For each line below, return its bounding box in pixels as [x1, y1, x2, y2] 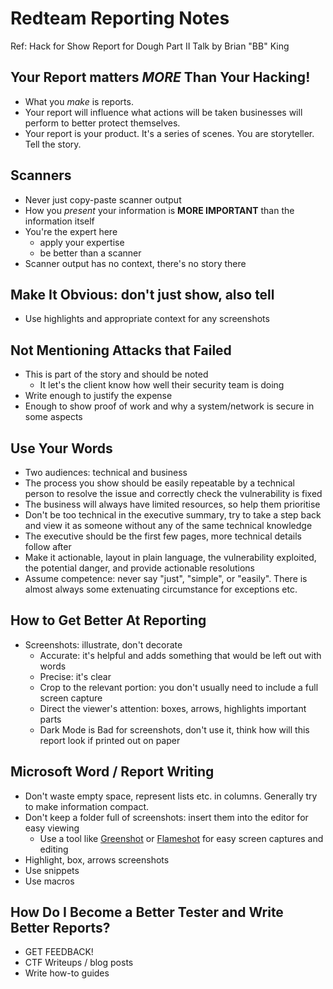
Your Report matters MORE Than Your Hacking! [10, 69, 311, 86]
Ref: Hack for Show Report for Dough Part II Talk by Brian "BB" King [10, 40, 290, 52]
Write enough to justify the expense [24, 390, 173, 402]
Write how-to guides [24, 967, 110, 979]
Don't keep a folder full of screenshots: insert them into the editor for [24, 811, 309, 823]
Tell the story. [24, 138, 82, 150]
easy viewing [24, 822, 80, 834]
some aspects [24, 411, 83, 423]
